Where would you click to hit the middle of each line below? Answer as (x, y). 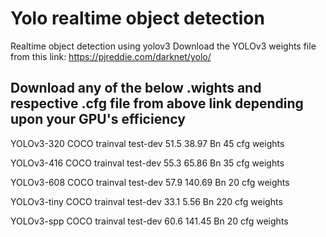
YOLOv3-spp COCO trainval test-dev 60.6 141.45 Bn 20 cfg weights (149, 221)
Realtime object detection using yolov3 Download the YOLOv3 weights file (163, 46)
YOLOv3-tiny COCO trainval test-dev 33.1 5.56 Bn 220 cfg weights (146, 201)
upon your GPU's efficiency (98, 119)
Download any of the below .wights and (136, 88)
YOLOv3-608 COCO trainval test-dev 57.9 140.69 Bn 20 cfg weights (150, 182)
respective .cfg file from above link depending (157, 103)
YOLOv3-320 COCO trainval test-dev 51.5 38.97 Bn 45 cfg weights (147, 143)
